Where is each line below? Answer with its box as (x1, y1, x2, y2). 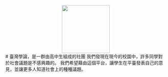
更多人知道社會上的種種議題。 (22, 66, 86, 72)
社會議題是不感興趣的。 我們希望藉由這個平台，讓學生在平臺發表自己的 (9, 60, 159, 66)
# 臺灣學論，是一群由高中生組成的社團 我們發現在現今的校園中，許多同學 (5, 54, 158, 59)
